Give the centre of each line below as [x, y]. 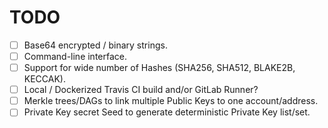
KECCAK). [45, 79]
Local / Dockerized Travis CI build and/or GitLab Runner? [141, 90]
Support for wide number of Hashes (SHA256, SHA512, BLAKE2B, [159, 68]
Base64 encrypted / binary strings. [95, 45]
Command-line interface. [75, 56]
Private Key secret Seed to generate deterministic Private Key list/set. [167, 112]
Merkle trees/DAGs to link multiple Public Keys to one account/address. [171, 101]
